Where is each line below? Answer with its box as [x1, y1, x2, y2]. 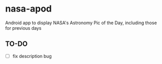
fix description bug [12, 53, 52, 59]
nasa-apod [5, 3, 52, 15]
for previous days [5, 25, 42, 31]
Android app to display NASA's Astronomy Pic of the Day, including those [5, 20, 157, 26]
